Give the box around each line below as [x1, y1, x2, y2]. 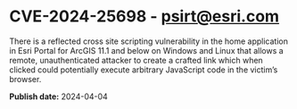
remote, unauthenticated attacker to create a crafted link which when [9, 54, 263, 65]
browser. [9, 73, 42, 84]
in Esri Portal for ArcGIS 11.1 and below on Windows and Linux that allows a [9, 45, 284, 55]
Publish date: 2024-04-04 [9, 91, 109, 102]
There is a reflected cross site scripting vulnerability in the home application [9, 36, 288, 46]
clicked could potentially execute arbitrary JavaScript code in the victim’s [9, 64, 278, 75]
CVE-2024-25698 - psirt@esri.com [9, 6, 279, 27]
